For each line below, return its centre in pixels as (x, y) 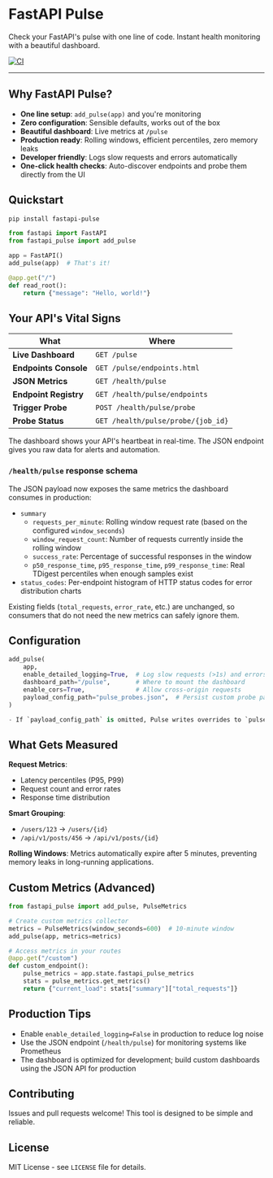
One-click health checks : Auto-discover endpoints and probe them (134, 166)
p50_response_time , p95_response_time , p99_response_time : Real (139, 565)
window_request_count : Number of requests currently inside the (138, 539)
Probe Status (38, 421)
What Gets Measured (63, 745)
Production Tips (50, 1014)
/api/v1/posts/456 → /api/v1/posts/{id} (89, 838)
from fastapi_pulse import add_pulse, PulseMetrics (97, 907)
